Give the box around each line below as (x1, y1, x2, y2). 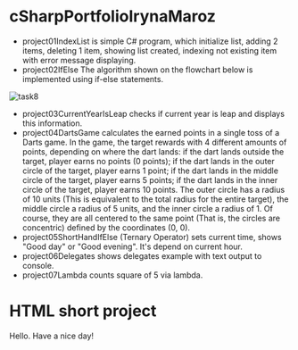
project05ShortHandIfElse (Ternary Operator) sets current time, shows (21, 231, 283, 242)
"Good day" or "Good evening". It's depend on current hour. (21, 241, 244, 252)
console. (21, 260, 54, 271)
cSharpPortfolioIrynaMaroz (9, 6, 217, 27)
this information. (21, 118, 83, 129)
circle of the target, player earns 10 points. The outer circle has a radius (21, 184, 286, 195)
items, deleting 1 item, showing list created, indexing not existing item (21, 45, 277, 55)
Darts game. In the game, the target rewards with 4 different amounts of (21, 137, 287, 147)
